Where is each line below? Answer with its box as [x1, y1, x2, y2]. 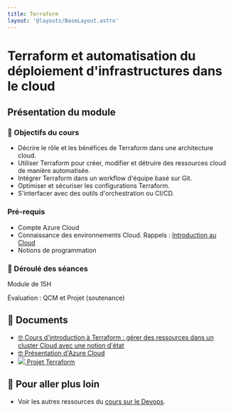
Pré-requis [7, 207, 45, 217]
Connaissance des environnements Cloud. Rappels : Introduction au [17, 231, 217, 239]
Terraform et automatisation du [7, 48, 196, 64]
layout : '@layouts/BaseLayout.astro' [7, 17, 119, 24]
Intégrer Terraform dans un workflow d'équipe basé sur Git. [17, 174, 193, 182]
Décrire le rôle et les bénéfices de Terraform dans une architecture [17, 144, 214, 152]
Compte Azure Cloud [17, 223, 80, 231]
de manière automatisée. [17, 167, 91, 175]
